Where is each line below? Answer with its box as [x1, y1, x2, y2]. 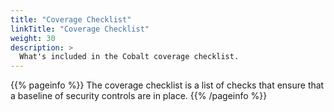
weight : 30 [10, 33, 56, 43]
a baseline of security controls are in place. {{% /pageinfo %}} [10, 90, 268, 102]
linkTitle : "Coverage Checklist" [10, 24, 150, 34]
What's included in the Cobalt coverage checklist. [19, 52, 240, 62]
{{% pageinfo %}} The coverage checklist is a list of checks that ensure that [10, 79, 325, 91]
